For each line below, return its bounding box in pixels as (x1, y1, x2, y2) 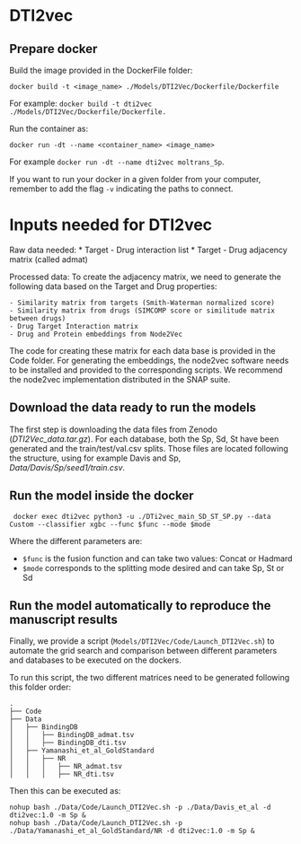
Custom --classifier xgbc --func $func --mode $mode (9, 520, 211, 529)
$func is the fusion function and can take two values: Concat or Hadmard (22, 553, 293, 564)
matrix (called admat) (9, 253, 88, 265)
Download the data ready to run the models (9, 400, 257, 416)
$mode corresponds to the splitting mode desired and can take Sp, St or (22, 562, 285, 573)
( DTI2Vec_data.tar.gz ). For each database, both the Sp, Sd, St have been (9, 433, 279, 444)
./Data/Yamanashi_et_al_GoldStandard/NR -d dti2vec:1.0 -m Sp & (9, 827, 255, 836)
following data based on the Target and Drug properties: (9, 280, 217, 292)
